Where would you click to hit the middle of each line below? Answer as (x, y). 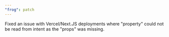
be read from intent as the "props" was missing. (55, 29)
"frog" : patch (20, 10)
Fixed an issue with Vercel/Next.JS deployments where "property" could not (84, 24)
